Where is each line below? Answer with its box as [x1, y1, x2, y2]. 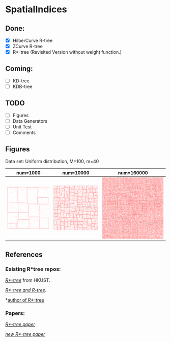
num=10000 [62, 170, 90, 176]
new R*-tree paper [5, 331, 45, 337]
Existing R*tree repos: [5, 265, 61, 272]
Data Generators [12, 118, 47, 124]
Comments [12, 129, 36, 136]
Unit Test [12, 124, 32, 130]
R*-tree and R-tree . [5, 287, 47, 293]
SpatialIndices [5, 4, 67, 15]
